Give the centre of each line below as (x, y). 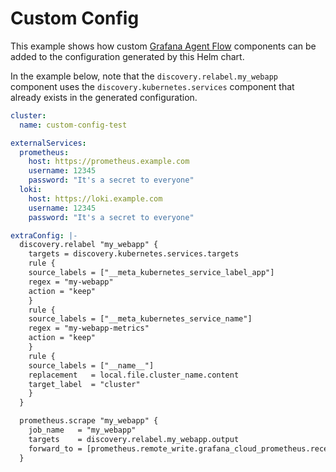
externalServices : (48, 143)
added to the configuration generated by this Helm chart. (127, 56)
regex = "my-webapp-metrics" (89, 328)
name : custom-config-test (73, 125)
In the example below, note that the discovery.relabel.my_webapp (144, 76)
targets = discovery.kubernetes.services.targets (134, 254)
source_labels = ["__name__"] (91, 365)
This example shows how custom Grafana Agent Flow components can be (163, 46)
